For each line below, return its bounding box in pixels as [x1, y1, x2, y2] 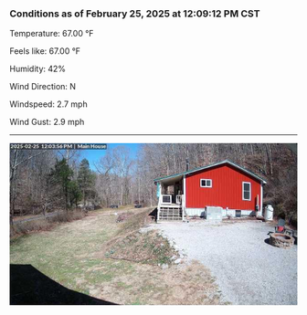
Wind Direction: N [9, 81, 76, 92]
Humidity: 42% [9, 63, 67, 75]
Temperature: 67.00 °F [9, 28, 94, 39]
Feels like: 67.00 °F [9, 46, 80, 57]
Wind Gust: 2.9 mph [9, 117, 85, 128]
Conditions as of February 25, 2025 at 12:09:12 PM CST [9, 7, 260, 20]
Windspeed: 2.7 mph [9, 99, 89, 110]
